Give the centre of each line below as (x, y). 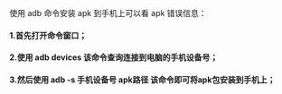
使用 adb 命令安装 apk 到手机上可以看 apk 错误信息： (108, 13)
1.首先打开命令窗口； (48, 35)
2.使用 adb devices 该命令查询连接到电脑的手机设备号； (114, 57)
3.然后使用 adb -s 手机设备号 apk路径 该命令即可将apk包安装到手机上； (142, 80)
